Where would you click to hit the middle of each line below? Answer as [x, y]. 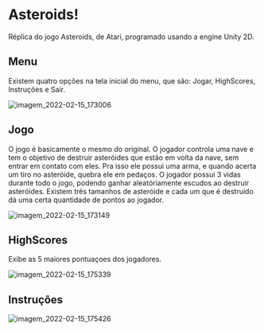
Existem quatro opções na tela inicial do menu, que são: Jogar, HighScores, [132, 80]
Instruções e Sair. [37, 89]
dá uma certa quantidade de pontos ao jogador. [86, 200]
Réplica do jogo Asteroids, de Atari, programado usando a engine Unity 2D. [131, 37]
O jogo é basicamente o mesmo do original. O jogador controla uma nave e [131, 149]
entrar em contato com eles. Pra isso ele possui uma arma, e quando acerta [132, 165]
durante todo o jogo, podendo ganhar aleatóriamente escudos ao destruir [128, 183]
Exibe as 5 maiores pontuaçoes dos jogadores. [85, 259]
